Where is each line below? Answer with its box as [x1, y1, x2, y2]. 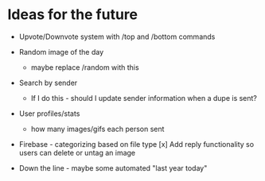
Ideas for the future [7, 6, 138, 24]
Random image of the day [18, 47, 104, 56]
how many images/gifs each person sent [30, 124, 165, 133]
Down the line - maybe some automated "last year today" [18, 163, 208, 172]
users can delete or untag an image [18, 148, 136, 157]
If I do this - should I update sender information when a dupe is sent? [30, 93, 258, 102]
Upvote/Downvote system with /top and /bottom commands [18, 32, 216, 41]
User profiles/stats [18, 109, 80, 118]
